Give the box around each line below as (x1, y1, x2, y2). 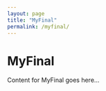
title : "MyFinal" (7, 17, 58, 24)
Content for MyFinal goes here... (7, 76, 100, 84)
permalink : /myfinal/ (7, 23, 70, 30)
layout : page (7, 10, 45, 17)
